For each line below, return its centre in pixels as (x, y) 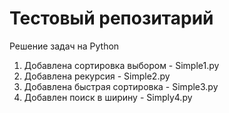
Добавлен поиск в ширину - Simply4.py (108, 97)
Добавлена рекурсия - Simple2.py (97, 76)
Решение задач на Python (64, 46)
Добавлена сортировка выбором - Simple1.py (121, 65)
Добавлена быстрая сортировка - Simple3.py (121, 86)
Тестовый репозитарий (111, 18)
